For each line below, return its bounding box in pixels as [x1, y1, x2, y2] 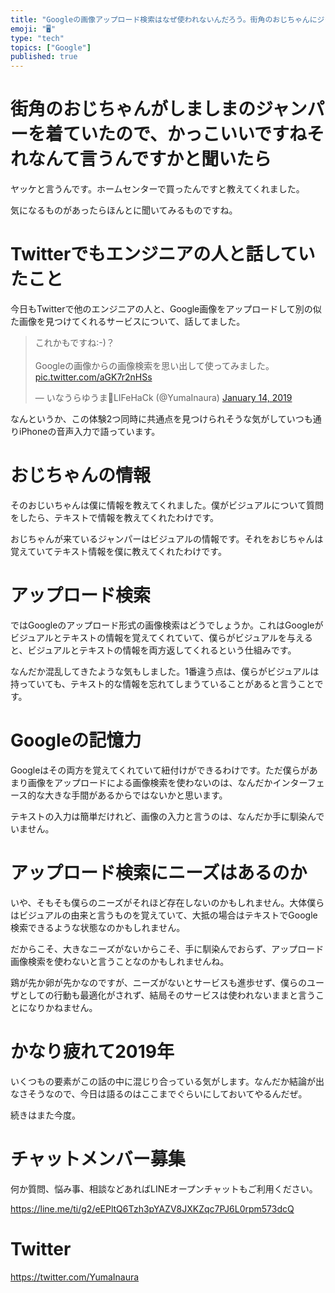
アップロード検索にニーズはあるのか [10, 862, 308, 884]
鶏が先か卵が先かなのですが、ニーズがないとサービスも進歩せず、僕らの [10, 976, 308, 988]
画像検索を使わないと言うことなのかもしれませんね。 [10, 955, 230, 967]
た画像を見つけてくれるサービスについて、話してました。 [10, 316, 246, 327]
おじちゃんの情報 [10, 464, 152, 487]
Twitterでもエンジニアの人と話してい [10, 243, 316, 266]
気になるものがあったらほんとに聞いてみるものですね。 [10, 204, 238, 216]
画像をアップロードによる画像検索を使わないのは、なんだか [27, 776, 273, 788]
